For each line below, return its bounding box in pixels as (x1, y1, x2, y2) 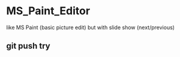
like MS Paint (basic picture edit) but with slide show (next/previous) (6, 24, 175, 31)
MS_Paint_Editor (6, 4, 91, 18)
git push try (6, 41, 50, 51)
